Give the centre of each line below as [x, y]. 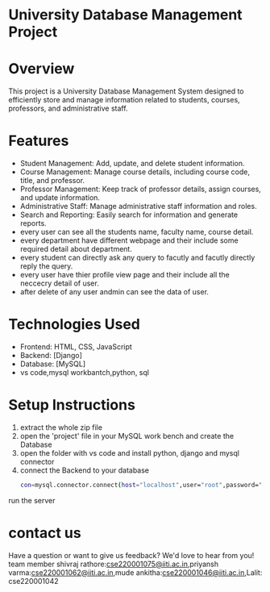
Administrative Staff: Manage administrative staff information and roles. [138, 206]
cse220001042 [33, 581]
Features [39, 141]
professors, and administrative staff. [68, 108]
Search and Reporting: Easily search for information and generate [129, 215]
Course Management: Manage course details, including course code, [135, 172]
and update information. [60, 198]
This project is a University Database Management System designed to [126, 91]
